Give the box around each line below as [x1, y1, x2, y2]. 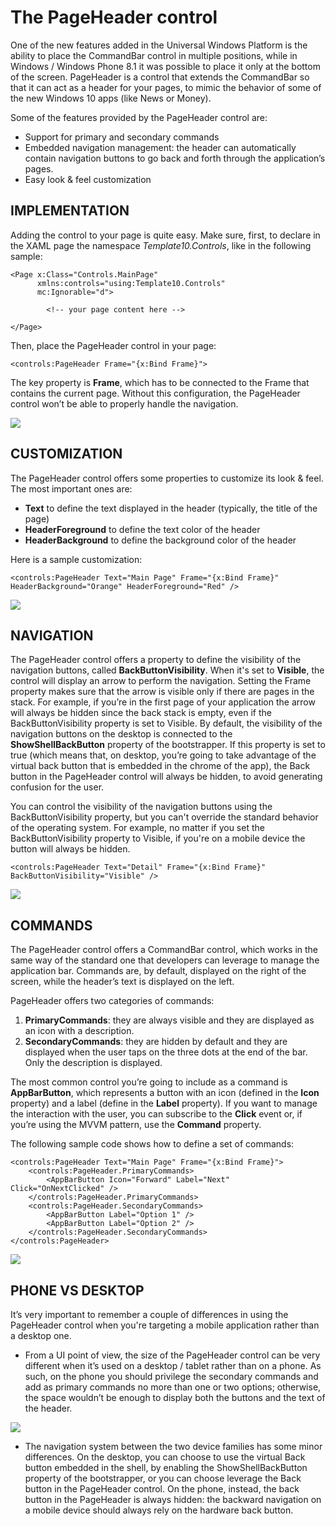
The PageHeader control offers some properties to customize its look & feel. [10, 472, 324, 484]
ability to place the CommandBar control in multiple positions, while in [10, 49, 298, 61]
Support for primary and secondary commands [24, 131, 220, 143]
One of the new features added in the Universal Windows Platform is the [10, 39, 308, 51]
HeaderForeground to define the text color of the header [24, 523, 261, 535]
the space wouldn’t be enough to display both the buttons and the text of [24, 1392, 326, 1403]
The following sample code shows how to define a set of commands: [10, 1138, 295, 1150]
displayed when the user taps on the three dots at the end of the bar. [24, 1046, 308, 1058]
